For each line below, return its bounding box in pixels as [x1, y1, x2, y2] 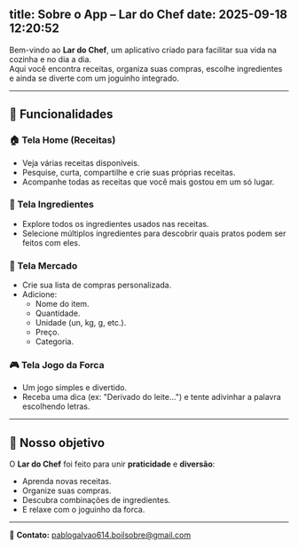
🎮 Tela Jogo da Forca [9, 359, 105, 372]
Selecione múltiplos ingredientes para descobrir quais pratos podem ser [21, 228, 286, 239]
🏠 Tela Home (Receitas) [9, 134, 116, 146]
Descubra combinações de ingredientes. [21, 495, 171, 506]
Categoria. [35, 336, 74, 347]
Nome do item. [35, 299, 90, 310]
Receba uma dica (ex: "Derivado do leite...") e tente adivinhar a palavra [21, 392, 281, 403]
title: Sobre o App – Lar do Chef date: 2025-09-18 [9, 7, 288, 22]
